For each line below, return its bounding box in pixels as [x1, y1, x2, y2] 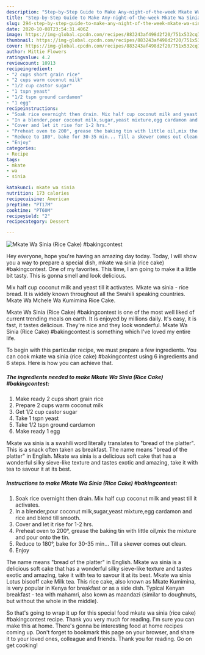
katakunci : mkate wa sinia [6, 184, 75, 191]
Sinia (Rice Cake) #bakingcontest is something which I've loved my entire [6, 328, 191, 336]
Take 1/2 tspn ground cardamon [15, 421, 96, 429]
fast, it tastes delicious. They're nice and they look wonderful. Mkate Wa [6, 322, 188, 329]
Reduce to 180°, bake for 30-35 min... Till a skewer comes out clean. [15, 540, 187, 548]
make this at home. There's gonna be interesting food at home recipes [6, 622, 183, 629]
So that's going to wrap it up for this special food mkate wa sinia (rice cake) [6, 609, 196, 617]
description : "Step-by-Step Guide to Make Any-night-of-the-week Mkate [6, 9, 192, 15]
